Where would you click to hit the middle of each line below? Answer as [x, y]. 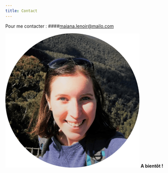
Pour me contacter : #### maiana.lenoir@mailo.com [59, 26]
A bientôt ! [152, 166]
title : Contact [21, 11]
